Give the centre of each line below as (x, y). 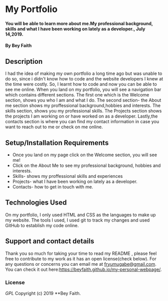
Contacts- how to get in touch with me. (53, 187)
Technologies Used (36, 203)
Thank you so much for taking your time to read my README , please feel (81, 253)
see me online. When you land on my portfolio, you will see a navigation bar (83, 89)
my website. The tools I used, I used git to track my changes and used (77, 220)
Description (24, 61)
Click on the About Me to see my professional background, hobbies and (87, 165)
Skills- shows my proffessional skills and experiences (67, 176)
